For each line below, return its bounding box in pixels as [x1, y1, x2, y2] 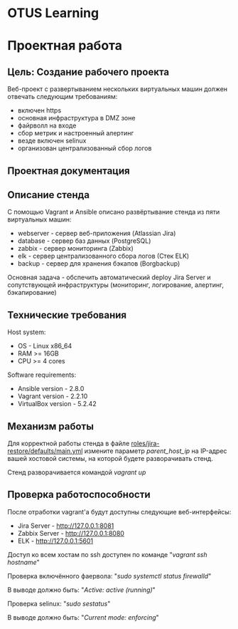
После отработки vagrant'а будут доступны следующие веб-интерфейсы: [7, 507, 232, 516]
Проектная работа [7, 38, 123, 54]
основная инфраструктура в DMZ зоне [17, 114, 136, 123]
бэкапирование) [7, 288, 57, 297]
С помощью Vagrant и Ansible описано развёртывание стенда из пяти [7, 208, 220, 217]
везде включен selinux [17, 137, 87, 145]
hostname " [7, 558, 40, 566]
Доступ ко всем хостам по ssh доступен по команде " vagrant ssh [7, 550, 207, 558]
